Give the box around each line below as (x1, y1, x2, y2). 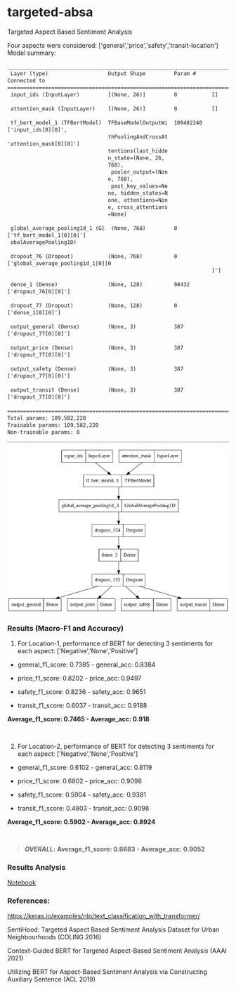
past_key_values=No (111, 182, 169, 190)
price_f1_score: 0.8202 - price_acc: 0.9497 (17, 674, 142, 682)
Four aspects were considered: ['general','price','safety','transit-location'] (7, 41, 219, 49)
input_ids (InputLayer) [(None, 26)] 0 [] (10, 91, 218, 98)
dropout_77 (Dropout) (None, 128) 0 (10, 302, 178, 309)
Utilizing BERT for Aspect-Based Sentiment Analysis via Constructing (7, 967, 207, 976)
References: (7, 896, 51, 906)
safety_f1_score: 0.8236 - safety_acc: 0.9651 (17, 687, 146, 696)
